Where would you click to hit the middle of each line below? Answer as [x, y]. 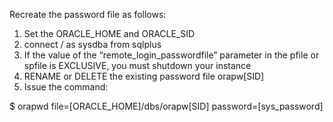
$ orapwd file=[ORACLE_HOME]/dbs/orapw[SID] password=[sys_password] [166, 106]
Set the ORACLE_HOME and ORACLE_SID [109, 33]
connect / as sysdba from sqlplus [92, 44]
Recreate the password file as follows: [88, 14]
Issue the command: [66, 87]
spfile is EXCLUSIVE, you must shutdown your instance [137, 65]
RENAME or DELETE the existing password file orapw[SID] [144, 76]
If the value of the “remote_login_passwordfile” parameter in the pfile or [171, 55]
